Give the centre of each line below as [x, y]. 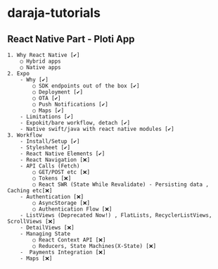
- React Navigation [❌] [55, 160]
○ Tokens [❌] [52, 178]
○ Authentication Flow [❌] [72, 209]
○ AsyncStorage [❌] [62, 203]
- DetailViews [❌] [47, 227]
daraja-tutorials [54, 13]
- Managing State [45, 234]
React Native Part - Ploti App [71, 39]
